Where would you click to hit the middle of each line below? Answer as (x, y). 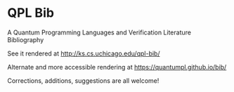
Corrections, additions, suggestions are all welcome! (83, 80)
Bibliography (26, 39)
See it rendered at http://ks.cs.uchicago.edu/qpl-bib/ (84, 53)
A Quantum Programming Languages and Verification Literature (99, 32)
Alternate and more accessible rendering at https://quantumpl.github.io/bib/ (117, 67)
